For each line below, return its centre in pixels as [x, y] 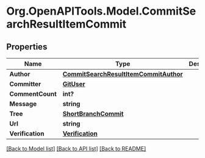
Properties [27, 47]
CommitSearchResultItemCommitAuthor [123, 74]
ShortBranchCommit [93, 114]
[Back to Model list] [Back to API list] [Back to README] [76, 149]
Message [23, 104]
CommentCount [33, 94]
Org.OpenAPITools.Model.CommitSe [101, 11]
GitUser [74, 84]
